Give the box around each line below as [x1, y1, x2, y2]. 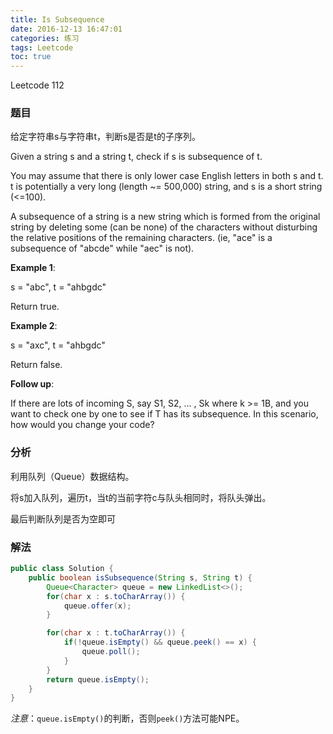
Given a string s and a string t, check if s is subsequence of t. [10, 151, 263, 163]
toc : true [10, 52, 52, 62]
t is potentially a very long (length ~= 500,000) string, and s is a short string [10, 181, 323, 193]
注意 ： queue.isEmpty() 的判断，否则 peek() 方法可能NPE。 [10, 712, 245, 725]
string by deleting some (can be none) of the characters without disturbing [10, 221, 318, 233]
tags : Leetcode [10, 42, 74, 53]
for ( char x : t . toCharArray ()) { [46, 628, 186, 638]
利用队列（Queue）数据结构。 [10, 470, 135, 482]
